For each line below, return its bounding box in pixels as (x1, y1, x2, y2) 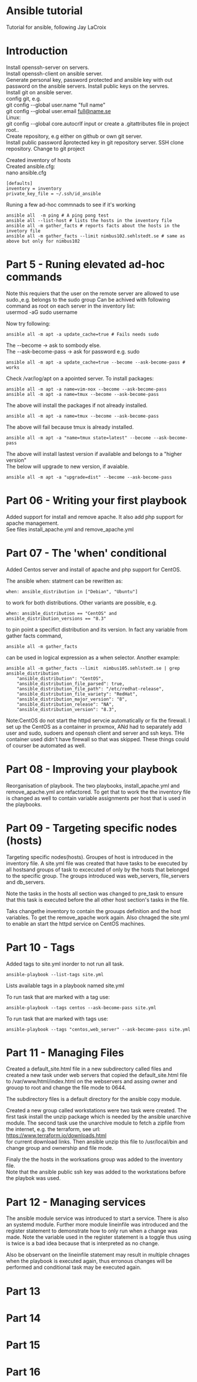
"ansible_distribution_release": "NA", (16, 701, 115, 707)
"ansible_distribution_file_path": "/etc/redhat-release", (16, 686, 165, 692)
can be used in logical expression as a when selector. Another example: (6, 654, 180, 661)
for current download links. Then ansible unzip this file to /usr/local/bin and (6, 1138, 188, 1145)
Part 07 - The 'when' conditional (6, 546, 167, 560)
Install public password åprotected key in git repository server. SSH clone (6, 138, 184, 146)
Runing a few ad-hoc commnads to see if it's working (6, 201, 136, 208)
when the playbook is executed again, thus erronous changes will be (6, 1258, 172, 1265)
